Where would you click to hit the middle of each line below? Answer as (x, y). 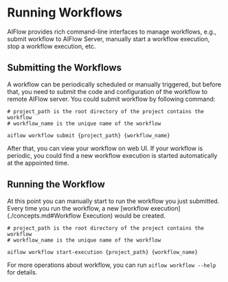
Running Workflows (65, 13)
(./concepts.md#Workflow (44, 215)
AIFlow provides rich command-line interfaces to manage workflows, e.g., (112, 32)
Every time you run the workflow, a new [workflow (78, 208)
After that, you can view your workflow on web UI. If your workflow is (105, 148)
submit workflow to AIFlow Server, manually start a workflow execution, (109, 38)
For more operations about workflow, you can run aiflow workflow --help (112, 265)
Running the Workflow (56, 184)
